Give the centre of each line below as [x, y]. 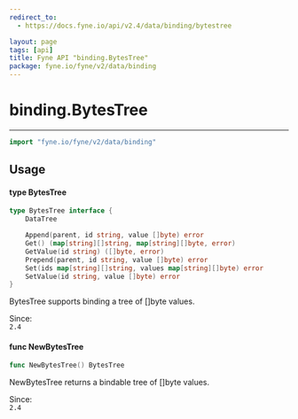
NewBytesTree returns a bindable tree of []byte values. [110, 383]
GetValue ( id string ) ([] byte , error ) [95, 252]
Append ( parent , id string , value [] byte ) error [114, 236]
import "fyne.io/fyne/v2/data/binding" [83, 142]
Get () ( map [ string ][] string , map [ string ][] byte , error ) [131, 244]
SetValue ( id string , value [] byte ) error [102, 276]
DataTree [41, 219]
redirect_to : [33, 17]
